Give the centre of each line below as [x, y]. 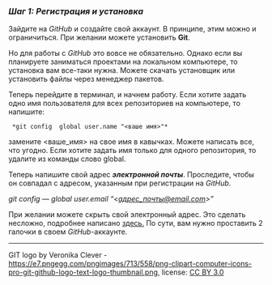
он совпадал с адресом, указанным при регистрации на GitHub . [120, 183]
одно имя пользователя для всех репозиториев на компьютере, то [125, 104]
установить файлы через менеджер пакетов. [86, 79]
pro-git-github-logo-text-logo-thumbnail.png [83, 272]
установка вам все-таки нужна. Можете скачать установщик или [122, 70]
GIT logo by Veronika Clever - [58, 255]
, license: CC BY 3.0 [191, 272]
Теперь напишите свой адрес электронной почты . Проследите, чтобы [132, 175]
